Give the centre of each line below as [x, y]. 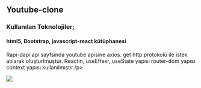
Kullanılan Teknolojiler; [41, 27]
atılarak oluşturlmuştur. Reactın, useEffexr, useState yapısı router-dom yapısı [101, 61]
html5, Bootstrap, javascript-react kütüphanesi [66, 41]
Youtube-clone [35, 10]
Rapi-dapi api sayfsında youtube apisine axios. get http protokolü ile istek [97, 54]
